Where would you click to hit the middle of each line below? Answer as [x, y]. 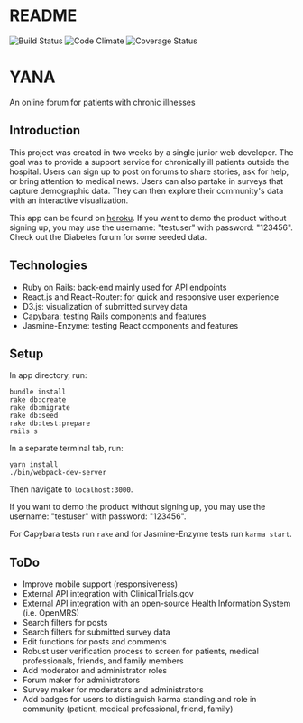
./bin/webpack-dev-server [58, 473]
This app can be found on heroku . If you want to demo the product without [148, 218]
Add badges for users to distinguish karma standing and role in [139, 700]
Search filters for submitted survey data [96, 632]
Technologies [49, 266]
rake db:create [38, 400]
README [43, 16]
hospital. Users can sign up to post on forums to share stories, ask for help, [149, 171]
